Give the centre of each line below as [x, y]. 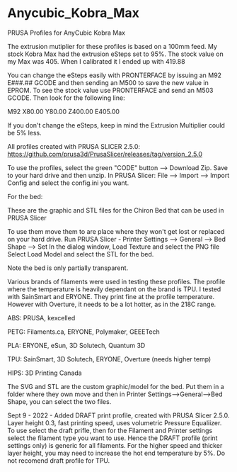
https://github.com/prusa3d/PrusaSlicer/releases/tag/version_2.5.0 [105, 154]
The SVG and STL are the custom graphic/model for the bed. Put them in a [116, 386]
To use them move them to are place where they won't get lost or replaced [116, 231]
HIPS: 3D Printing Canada [45, 373]
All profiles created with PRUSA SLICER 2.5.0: [74, 146]
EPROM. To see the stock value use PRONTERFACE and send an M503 [110, 90]
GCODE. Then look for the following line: [66, 98]
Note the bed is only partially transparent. [68, 268]
